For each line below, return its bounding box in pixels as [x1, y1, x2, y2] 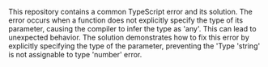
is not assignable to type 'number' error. [8, 50, 143, 59]
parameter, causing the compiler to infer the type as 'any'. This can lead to [8, 24, 257, 33]
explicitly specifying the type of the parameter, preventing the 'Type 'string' [8, 41, 261, 51]
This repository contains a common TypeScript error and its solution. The [8, 7, 253, 16]
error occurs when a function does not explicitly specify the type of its [8, 15, 244, 25]
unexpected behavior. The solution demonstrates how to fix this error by [8, 32, 249, 42]
